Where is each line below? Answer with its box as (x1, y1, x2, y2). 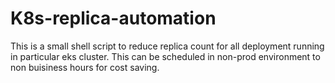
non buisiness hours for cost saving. (10, 61, 160, 73)
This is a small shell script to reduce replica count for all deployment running (10, 40, 325, 52)
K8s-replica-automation (10, 7, 217, 30)
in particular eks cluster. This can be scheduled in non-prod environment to (10, 50, 321, 62)
